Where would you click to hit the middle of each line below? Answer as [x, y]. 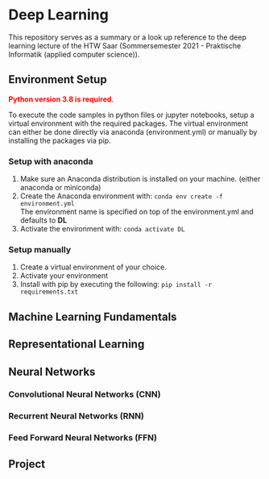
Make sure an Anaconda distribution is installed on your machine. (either [140, 179]
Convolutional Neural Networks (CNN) [85, 394]
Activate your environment [64, 276]
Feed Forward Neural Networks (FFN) [83, 438]
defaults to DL [43, 220]
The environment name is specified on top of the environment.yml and [137, 212]
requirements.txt [49, 292]
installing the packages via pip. [60, 140]
